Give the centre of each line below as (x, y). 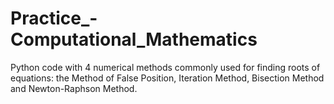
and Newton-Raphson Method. (74, 88)
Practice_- (54, 18)
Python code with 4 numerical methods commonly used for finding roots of (165, 67)
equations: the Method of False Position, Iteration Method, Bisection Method (167, 78)
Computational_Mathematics (134, 39)
